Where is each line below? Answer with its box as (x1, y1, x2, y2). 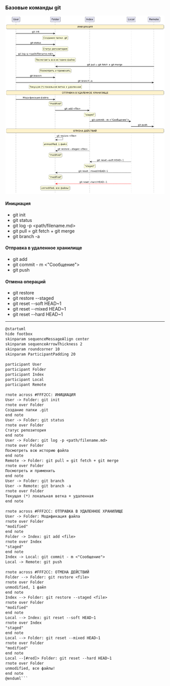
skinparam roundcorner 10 (5, 347, 60, 352)
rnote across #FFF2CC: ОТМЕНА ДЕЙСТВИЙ (5, 569, 90, 575)
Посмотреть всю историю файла (5, 448, 69, 453)
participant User (5, 362, 42, 367)
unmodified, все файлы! (5, 666, 56, 671)
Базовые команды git (5, 4, 61, 11)
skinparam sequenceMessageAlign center (5, 336, 90, 342)
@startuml (5, 326, 26, 332)
